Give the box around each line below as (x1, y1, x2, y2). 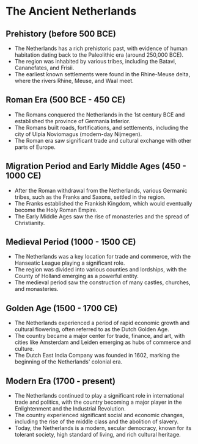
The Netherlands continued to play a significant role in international (14, 392, 185, 399)
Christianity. (14, 219, 45, 226)
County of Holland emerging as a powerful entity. (14, 273, 139, 280)
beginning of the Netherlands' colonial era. (14, 358, 123, 365)
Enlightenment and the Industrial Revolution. (14, 405, 126, 412)
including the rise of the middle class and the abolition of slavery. (14, 418, 179, 425)
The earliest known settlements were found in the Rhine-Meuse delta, (14, 71, 191, 77)
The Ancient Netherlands (5, 4, 137, 18)
